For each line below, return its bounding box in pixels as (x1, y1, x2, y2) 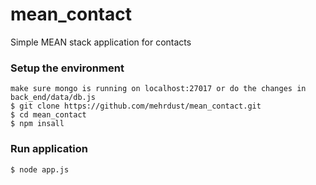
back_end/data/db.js (10, 93, 97, 103)
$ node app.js (10, 164, 70, 175)
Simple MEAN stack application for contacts (10, 36, 192, 48)
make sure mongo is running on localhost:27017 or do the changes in (10, 84, 307, 94)
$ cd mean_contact (10, 110, 87, 120)
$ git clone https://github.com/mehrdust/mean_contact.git (10, 101, 262, 112)
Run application (10, 142, 88, 156)
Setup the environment (10, 61, 125, 75)
